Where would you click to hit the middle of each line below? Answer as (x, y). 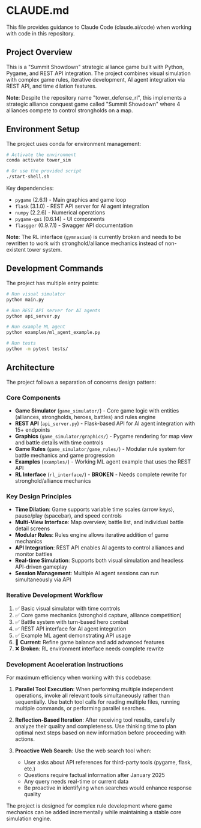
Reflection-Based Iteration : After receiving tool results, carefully (95, 720)
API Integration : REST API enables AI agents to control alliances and (99, 548)
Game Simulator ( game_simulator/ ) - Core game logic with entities (97, 410)
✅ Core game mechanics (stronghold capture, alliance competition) (98, 615)
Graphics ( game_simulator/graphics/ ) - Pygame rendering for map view (104, 436)
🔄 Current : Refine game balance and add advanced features (90, 642)
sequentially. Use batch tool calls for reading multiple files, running (97, 702)
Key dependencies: (30, 188)
